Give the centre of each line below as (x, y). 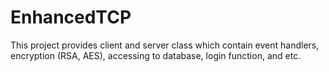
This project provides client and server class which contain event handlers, (165, 45)
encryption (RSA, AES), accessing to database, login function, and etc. (156, 55)
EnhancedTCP (71, 17)
